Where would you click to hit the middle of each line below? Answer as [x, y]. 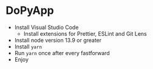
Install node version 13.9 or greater [58, 40]
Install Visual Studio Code [46, 27]
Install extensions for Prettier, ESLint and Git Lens [85, 33]
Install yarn [28, 47]
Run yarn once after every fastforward [62, 53]
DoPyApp [30, 11]
